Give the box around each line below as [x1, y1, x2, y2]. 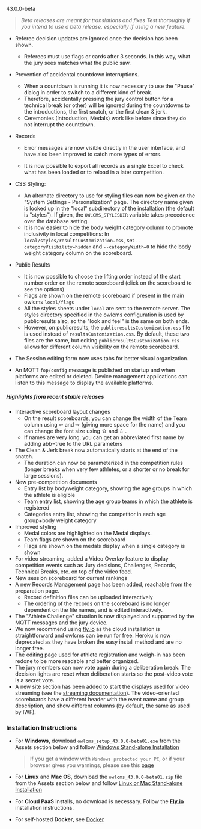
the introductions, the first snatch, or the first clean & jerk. [23, 108, 167, 115]
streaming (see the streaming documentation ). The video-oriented [14, 689, 179, 697]
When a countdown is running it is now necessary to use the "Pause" [23, 82, 195, 90]
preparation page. [14, 587, 60, 594]
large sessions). [23, 472, 64, 479]
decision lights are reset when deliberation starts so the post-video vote [14, 670, 193, 677]
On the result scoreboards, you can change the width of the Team [23, 414, 187, 422]
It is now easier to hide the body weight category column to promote [23, 224, 193, 231]
